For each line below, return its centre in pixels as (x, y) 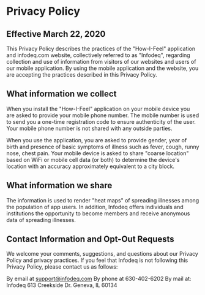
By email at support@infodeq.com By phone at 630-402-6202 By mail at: (99, 279)
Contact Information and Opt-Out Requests (90, 239)
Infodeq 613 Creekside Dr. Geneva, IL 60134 (62, 285)
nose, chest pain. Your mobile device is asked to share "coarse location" (98, 153)
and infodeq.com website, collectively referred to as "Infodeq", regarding (99, 55)
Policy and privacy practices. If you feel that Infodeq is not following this (97, 260)
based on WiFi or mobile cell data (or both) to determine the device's (93, 159)
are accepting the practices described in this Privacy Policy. (82, 75)
